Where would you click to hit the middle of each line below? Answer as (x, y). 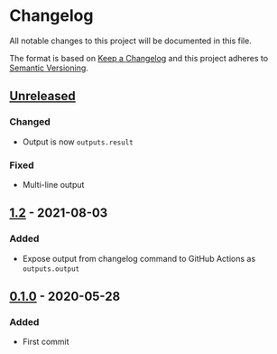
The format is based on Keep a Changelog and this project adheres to (139, 58)
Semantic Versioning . (49, 68)
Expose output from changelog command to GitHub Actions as (139, 258)
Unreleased (43, 96)
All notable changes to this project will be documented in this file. (131, 41)
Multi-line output (53, 184)
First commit (46, 342)
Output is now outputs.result (78, 142)
